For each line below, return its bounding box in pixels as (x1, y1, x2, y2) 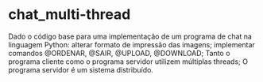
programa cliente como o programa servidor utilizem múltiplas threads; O (8, 57, 249, 66)
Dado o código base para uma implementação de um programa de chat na (8, 32, 253, 41)
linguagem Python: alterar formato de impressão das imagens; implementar (8, 39, 256, 49)
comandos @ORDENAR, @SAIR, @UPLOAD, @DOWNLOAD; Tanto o (8, 48, 230, 58)
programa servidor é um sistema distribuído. (8, 65, 153, 74)
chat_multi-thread (8, 6, 131, 24)
